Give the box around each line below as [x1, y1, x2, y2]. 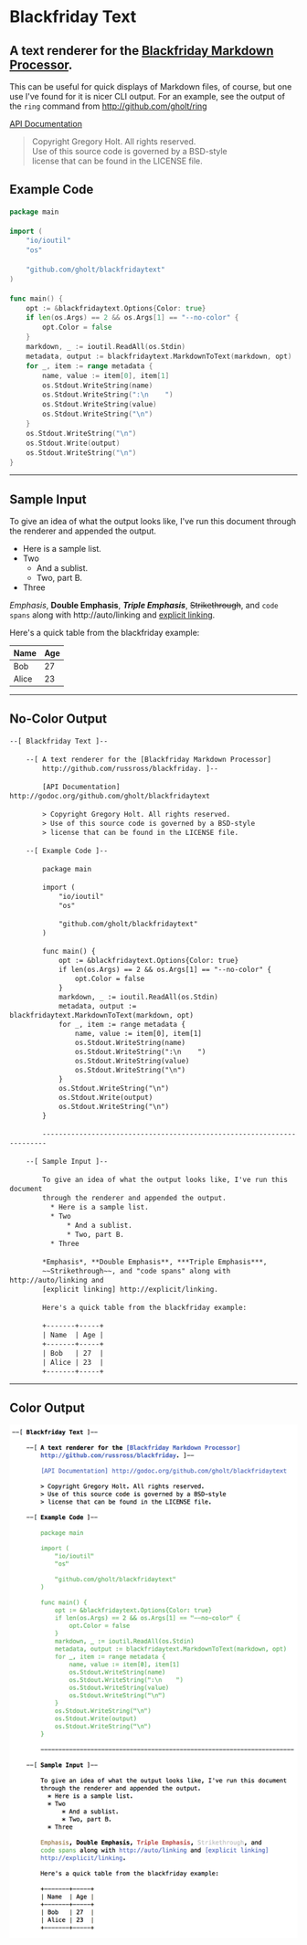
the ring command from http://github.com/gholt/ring [9, 100, 207, 111]
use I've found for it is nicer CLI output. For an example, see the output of [9, 91, 286, 101]
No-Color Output [9, 711, 108, 727]
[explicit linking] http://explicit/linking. [42, 1284, 219, 1294]
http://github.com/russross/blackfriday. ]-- [42, 764, 219, 773]
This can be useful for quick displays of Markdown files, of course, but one [9, 81, 292, 92]
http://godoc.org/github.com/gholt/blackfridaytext [9, 791, 210, 800]
